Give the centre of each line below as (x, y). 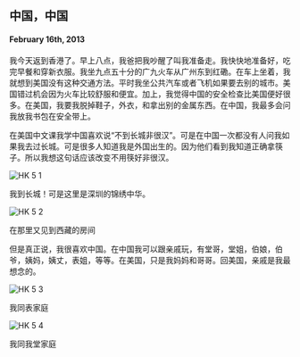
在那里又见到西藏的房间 (52, 229)
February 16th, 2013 (47, 39)
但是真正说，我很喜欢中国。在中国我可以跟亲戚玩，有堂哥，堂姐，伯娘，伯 (146, 249)
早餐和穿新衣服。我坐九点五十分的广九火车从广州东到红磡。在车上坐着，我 (154, 71)
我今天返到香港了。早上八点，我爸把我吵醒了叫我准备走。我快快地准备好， (146, 60)
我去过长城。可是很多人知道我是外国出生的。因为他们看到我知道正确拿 (146, 146)
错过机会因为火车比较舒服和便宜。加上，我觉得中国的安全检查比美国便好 (150, 94)
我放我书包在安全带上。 (52, 116)
